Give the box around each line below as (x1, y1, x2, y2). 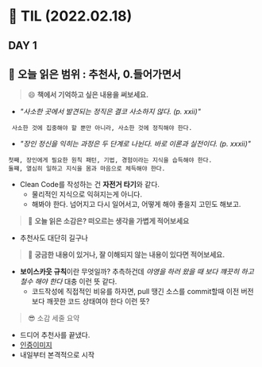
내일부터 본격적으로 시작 (19, 350, 95, 360)
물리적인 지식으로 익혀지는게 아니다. (31, 189, 143, 199)
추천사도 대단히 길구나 (19, 233, 89, 243)
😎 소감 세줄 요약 (27, 313, 80, 323)
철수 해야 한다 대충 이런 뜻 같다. (19, 277, 118, 286)
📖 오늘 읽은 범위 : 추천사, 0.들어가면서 (8, 67, 182, 81)
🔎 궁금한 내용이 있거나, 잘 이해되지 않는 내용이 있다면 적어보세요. (27, 250, 225, 260)
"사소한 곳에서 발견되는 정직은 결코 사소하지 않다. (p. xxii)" (19, 107, 201, 117)
